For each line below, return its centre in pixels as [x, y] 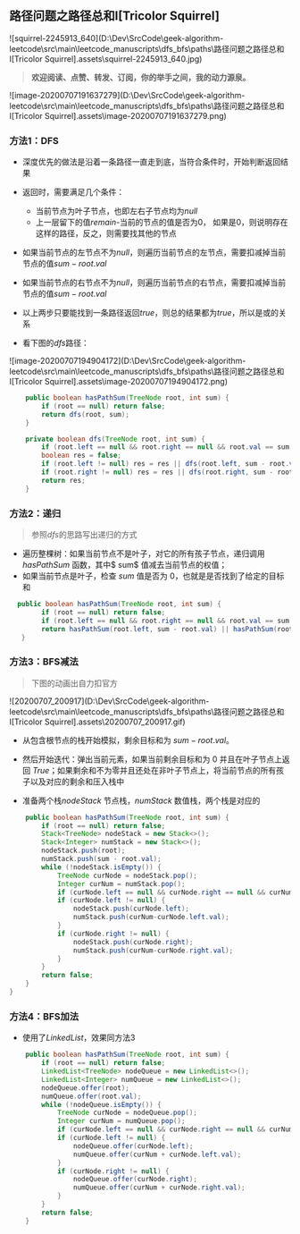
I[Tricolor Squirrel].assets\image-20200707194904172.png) [119, 382]
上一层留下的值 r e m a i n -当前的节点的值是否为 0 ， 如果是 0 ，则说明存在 [162, 223]
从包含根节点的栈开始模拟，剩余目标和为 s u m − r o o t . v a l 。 [128, 740]
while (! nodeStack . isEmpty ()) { [102, 867]
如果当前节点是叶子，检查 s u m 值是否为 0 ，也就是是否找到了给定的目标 [153, 576]
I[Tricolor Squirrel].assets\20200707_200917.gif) [97, 722]
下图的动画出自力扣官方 [74, 683]
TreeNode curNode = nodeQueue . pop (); [127, 1113]
